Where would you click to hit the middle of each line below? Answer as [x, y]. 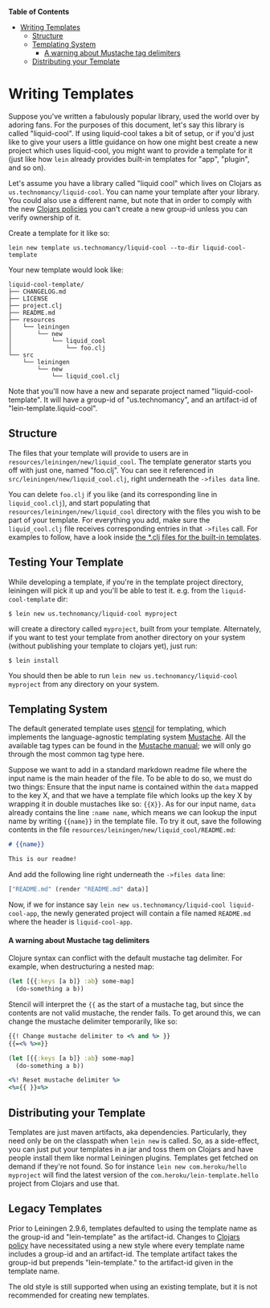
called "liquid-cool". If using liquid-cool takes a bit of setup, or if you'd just [131, 133]
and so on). [27, 168]
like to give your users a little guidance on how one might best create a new [133, 142]
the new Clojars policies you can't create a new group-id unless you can [128, 209]
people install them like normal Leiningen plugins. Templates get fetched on [133, 1158]
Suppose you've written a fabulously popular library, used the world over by [134, 116]
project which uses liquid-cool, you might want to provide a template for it [131, 150]
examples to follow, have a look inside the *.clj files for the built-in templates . [135, 537]
